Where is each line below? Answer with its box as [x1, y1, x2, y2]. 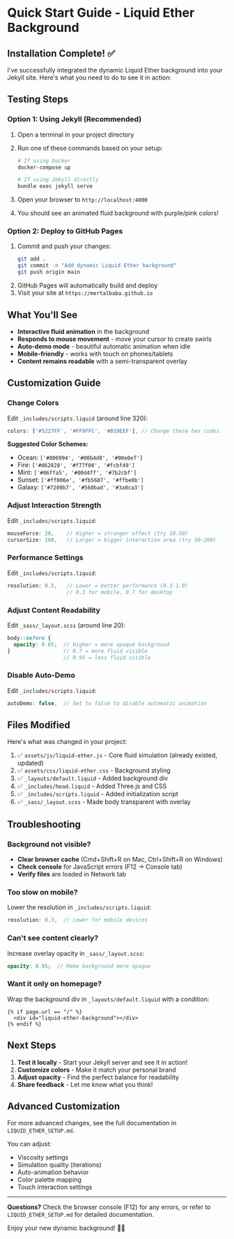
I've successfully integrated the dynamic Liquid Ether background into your [7, 66, 223, 74]
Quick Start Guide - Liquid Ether [7, 5, 195, 21]
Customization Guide [7, 377, 101, 389]
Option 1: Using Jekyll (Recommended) [7, 114, 142, 124]
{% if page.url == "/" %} [7, 1008, 82, 1015]
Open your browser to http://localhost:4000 [17, 195, 148, 204]
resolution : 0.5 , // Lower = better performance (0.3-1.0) [7, 582, 189, 589]
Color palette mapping [17, 1176, 82, 1184]
